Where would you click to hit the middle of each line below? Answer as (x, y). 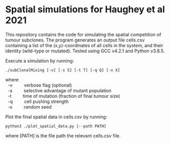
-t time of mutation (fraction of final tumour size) (64, 96)
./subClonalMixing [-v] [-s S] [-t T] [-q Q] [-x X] (63, 70)
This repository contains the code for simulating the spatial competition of (83, 34)
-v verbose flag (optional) (40, 85)
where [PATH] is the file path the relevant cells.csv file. (63, 136)
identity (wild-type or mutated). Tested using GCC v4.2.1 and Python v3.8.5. (85, 51)
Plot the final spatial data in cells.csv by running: (56, 117)
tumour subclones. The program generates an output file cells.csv (75, 40)
